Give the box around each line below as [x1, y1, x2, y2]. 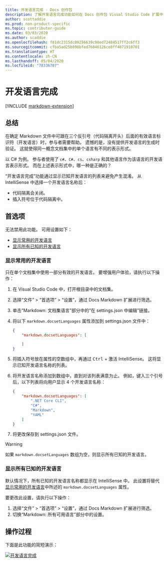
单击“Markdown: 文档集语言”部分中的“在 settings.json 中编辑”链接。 [12, 307, 152, 313]
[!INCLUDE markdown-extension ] [5, 103, 74, 109]
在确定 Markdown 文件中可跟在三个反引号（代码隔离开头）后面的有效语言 [5, 133, 156, 139]
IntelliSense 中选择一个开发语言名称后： [5, 179, 87, 185]
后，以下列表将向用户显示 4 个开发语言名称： [12, 379, 106, 385]
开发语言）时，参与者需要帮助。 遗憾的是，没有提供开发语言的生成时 [18, 139, 160, 145]
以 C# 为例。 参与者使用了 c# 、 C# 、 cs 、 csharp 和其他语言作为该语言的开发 [5, 156, 158, 162]
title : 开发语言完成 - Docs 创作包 [5, 7, 72, 12]
